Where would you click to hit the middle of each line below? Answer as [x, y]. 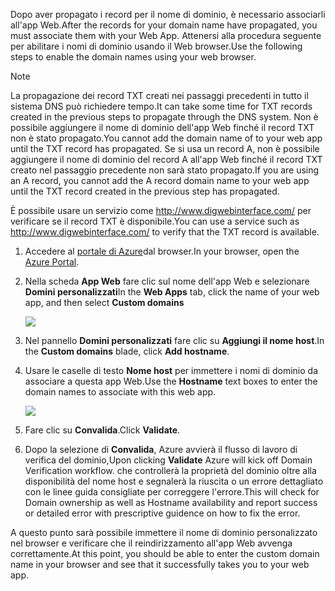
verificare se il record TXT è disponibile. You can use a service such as [155, 221]
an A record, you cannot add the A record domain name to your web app [160, 180]
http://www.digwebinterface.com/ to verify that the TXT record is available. [165, 232]
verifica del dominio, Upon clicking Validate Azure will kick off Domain [168, 460]
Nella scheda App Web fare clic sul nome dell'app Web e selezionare [167, 281]
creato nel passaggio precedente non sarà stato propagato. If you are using [165, 170]
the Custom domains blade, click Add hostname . [127, 351]
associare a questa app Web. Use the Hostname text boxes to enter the [171, 381]
